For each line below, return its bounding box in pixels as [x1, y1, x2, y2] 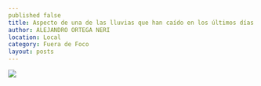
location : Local [8, 33, 61, 41]
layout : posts [8, 48, 55, 56]
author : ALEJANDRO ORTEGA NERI [8, 26, 111, 34]
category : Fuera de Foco [8, 41, 89, 48]
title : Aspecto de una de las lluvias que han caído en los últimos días [8, 19, 255, 27]
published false [8, 11, 61, 20]
